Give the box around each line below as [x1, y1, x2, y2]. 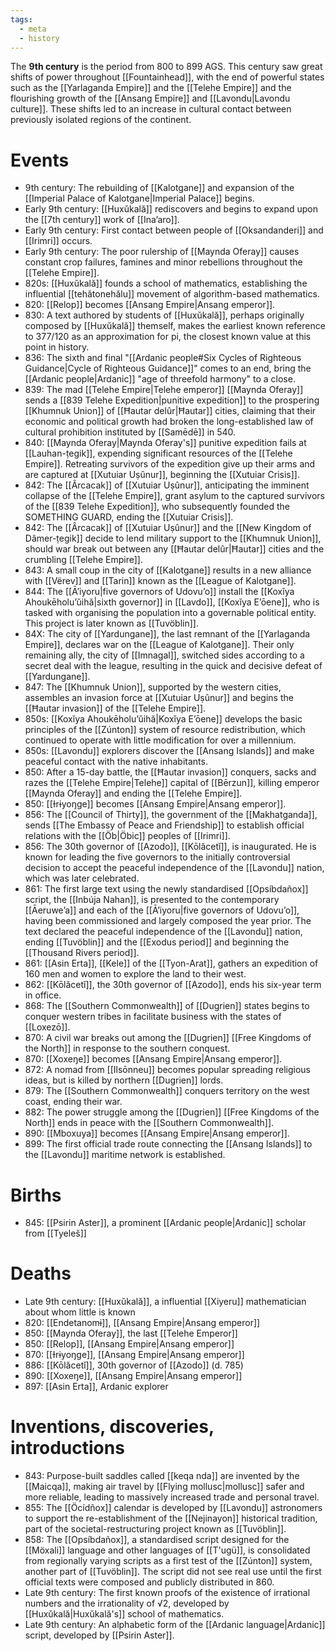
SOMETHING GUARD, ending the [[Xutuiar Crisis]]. [24, 511, 234, 523]
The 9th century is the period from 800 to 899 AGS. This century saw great [10, 61, 323, 73]
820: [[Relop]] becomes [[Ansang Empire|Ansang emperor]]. [24, 299, 276, 311]
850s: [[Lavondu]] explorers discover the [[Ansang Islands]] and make [24, 745, 315, 757]
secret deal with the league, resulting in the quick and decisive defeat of [24, 660, 323, 672]
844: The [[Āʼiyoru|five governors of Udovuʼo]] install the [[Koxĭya [24, 586, 295, 598]
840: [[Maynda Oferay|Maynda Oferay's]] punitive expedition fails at [24, 437, 307, 449]
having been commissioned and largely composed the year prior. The [24, 915, 312, 927]
